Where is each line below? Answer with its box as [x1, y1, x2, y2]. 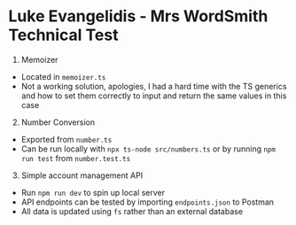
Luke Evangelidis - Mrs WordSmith [8, 6, 269, 27]
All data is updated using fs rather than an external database [20, 206, 244, 216]
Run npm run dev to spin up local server [20, 187, 166, 198]
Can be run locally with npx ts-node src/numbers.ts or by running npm [20, 144, 277, 154]
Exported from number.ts [20, 134, 113, 144]
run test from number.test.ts [20, 152, 131, 163]
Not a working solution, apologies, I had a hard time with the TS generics [20, 81, 287, 91]
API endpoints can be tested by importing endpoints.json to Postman [20, 197, 275, 207]
